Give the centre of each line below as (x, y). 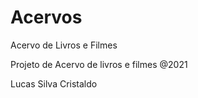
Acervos (46, 17)
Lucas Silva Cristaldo (54, 83)
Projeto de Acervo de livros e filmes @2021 (99, 64)
